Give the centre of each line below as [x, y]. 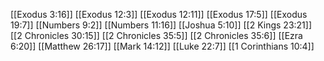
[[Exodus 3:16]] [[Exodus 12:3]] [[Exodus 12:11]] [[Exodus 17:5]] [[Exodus [159, 14]
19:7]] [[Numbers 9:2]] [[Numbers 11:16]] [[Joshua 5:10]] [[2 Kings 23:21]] [161, 25]
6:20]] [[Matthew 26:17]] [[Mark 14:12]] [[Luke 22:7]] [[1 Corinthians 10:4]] [162, 46]
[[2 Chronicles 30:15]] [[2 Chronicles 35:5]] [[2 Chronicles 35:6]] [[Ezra [156, 35]
